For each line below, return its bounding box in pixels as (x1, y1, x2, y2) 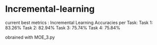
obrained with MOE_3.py (5, 34, 55, 40)
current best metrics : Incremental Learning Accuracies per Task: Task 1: (5, 20, 153, 25)
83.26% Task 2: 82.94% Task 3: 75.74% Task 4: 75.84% (5, 24, 120, 30)
